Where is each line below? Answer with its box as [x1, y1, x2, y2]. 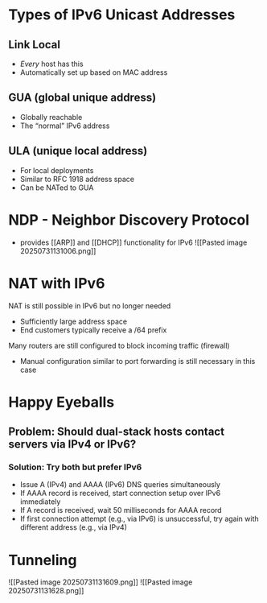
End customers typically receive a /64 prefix [19, 324, 167, 335]
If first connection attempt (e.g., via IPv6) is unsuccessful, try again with [19, 514, 259, 524]
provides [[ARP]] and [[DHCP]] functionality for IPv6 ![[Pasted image [19, 237, 248, 247]
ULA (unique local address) [8, 144, 148, 158]
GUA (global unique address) [8, 91, 157, 105]
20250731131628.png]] [8, 586, 84, 596]
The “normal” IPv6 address [19, 121, 110, 130]
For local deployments [19, 165, 94, 175]
